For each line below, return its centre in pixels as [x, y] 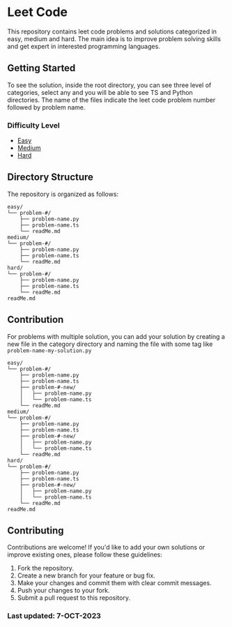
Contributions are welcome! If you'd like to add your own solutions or [106, 547]
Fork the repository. [46, 568]
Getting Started [41, 68]
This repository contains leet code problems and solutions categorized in [112, 31]
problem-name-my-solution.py [49, 350]
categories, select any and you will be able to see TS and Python [100, 92]
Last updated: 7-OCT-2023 [54, 616]
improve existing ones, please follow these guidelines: [85, 554]
